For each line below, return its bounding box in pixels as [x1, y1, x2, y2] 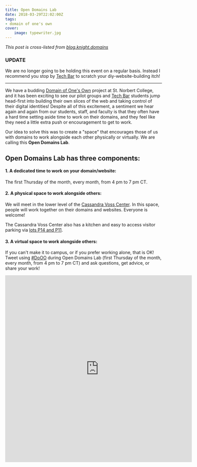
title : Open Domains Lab [5, 7, 57, 12]
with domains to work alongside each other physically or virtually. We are [5, 134, 155, 140]
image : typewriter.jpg [14, 30, 61, 35]
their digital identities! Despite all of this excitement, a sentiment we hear [5, 103, 154, 110]
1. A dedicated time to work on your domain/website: [5, 168, 116, 174]
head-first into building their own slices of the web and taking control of [5, 98, 153, 104]
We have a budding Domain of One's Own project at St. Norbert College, [5, 88, 154, 94]
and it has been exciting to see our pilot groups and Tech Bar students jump [5, 93, 160, 99]
